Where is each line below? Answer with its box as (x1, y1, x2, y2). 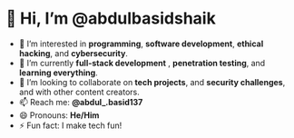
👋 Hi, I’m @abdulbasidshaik (5, 8, 216, 29)
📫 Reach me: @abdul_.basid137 (18, 96, 143, 107)
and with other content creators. (18, 86, 140, 97)
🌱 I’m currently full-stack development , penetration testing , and (18, 57, 266, 68)
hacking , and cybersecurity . (18, 47, 128, 58)
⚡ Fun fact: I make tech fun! (18, 120, 122, 131)
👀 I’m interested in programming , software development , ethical (18, 38, 264, 49)
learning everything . (18, 67, 98, 78)
